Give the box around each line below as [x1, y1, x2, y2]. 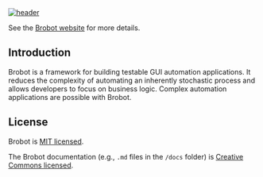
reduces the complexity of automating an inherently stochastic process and [8, 75, 256, 85]
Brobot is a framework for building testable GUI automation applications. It [8, 67, 251, 76]
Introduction [8, 46, 72, 60]
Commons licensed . [8, 160, 74, 170]
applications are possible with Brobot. [8, 92, 132, 102]
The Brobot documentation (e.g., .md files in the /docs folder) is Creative [8, 152, 244, 161]
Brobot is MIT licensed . [8, 137, 84, 146]
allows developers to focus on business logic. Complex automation [8, 83, 227, 94]
